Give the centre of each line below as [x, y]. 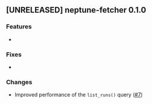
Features [19, 27]
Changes [19, 82]
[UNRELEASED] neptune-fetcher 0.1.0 [76, 10]
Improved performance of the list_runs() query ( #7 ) [79, 95]
